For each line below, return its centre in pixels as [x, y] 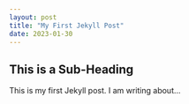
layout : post [33, 17]
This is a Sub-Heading [72, 69]
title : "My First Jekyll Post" [67, 26]
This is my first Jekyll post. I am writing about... [95, 91]
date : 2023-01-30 [41, 33]
